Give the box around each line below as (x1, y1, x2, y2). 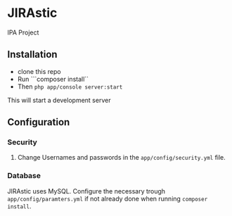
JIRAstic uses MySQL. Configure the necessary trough (7, 186, 166, 195)
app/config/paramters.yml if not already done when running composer (7, 194, 208, 203)
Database (7, 171, 41, 181)
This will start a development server (7, 96, 111, 104)
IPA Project (7, 28, 39, 37)
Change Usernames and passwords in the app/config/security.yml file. (17, 153, 226, 162)
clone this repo (17, 67, 61, 75)
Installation (7, 49, 58, 61)
